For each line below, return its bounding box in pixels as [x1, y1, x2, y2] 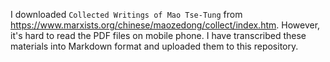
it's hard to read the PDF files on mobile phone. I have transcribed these [10, 30, 307, 41]
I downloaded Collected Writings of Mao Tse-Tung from [10, 9, 243, 20]
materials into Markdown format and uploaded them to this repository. [10, 40, 299, 52]
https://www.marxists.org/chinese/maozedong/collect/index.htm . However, [10, 19, 321, 31]
